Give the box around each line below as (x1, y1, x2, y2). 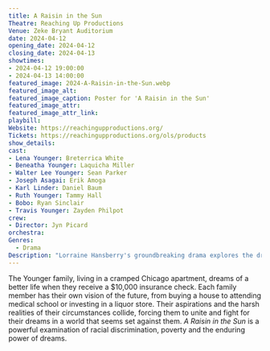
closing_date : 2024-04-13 (8, 49, 95, 57)
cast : (8, 147, 27, 155)
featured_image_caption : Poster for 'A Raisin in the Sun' (8, 94, 211, 102)
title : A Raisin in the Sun (8, 11, 103, 20)
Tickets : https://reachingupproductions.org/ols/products (8, 131, 207, 139)
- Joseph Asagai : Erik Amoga (8, 176, 106, 185)
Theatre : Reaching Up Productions (8, 19, 125, 27)
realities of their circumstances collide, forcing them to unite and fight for (8, 308, 251, 317)
